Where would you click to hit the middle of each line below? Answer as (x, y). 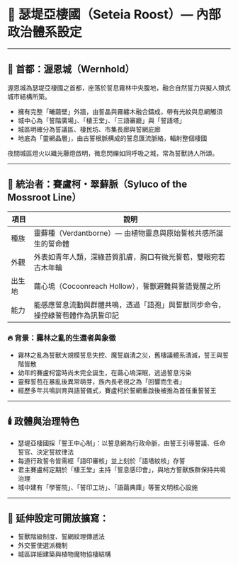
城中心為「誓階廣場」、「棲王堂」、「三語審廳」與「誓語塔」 (101, 120)
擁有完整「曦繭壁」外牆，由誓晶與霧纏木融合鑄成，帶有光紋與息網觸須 (120, 111)
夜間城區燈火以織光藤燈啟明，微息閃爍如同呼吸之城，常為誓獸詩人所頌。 (113, 153)
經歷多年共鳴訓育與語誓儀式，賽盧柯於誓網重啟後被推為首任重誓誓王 (117, 390)
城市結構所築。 (29, 96)
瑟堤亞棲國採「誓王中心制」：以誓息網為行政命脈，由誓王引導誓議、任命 (121, 443)
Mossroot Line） (44, 198)
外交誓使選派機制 (42, 545)
